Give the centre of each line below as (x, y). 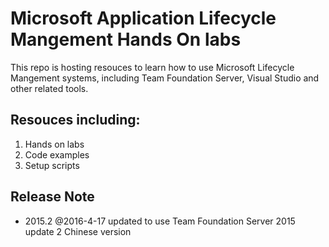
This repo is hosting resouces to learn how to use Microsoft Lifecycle (152, 67)
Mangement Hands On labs (126, 39)
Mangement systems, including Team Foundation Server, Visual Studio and (165, 78)
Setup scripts (52, 165)
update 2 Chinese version (78, 231)
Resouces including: (75, 120)
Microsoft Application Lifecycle (143, 18)
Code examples (57, 154)
